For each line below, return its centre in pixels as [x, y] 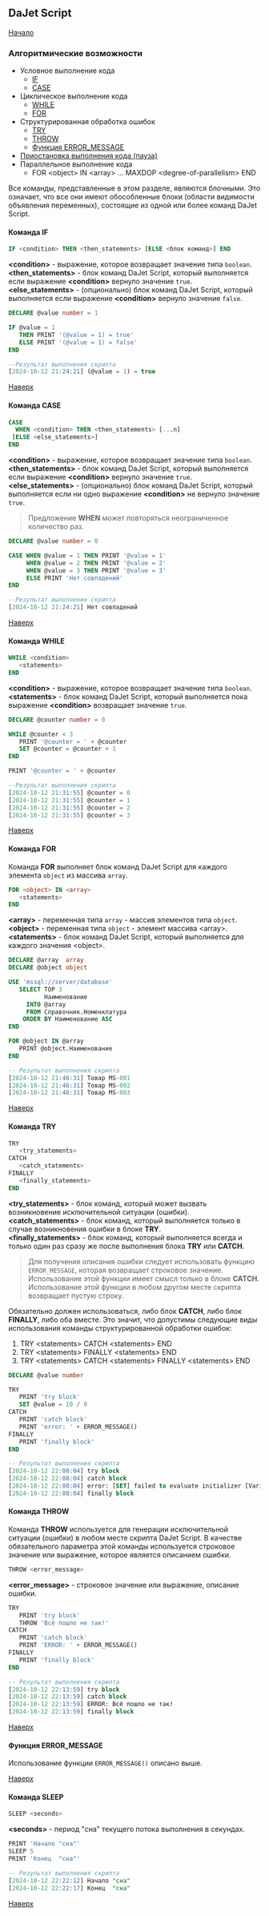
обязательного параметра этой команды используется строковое [122, 1546]
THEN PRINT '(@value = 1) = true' [76, 335]
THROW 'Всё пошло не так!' [64, 1623]
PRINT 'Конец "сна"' [44, 1859]
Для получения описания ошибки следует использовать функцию [141, 1261]
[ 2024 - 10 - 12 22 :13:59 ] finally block [71, 1712]
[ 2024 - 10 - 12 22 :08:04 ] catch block [68, 1479]
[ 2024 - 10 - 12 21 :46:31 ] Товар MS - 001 [69, 1078]
